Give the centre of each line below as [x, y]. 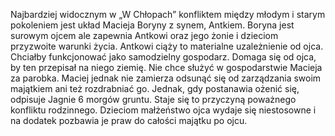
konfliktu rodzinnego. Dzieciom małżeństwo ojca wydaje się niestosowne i [163, 110]
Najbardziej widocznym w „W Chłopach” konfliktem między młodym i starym [168, 14]
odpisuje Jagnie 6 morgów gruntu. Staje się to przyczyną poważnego [153, 99]
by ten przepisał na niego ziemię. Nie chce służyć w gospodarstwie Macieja [166, 67]
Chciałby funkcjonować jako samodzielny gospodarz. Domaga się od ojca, [163, 57]
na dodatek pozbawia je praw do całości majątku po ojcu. [129, 120]
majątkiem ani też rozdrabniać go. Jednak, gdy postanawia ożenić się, [155, 88]
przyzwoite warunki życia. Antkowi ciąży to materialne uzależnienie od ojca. [167, 46]
